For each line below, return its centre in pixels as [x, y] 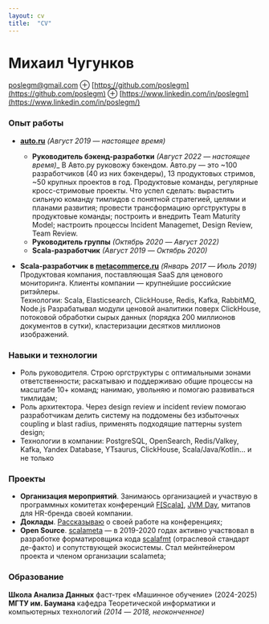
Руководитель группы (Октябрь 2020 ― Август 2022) [125, 241]
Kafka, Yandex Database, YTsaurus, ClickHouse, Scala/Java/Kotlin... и [136, 450]
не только [37, 458]
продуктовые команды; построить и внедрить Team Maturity [136, 216]
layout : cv [26, 16]
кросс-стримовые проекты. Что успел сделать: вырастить [133, 191]
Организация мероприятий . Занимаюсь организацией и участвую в [139, 496]
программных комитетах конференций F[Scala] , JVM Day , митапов [135, 505]
